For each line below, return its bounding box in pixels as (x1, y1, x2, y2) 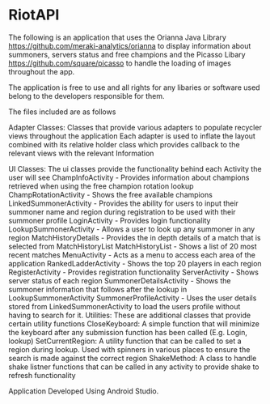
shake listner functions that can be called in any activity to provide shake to (8, 362, 260, 372)
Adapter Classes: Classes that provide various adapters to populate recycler (8, 122, 263, 132)
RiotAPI (8, 6, 60, 24)
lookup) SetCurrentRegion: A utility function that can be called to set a (8, 336, 242, 346)
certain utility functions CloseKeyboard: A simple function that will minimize (8, 318, 260, 329)
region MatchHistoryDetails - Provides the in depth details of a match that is (8, 232, 261, 242)
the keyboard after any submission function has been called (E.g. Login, (8, 327, 248, 337)
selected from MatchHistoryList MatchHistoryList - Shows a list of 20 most (8, 241, 257, 251)
